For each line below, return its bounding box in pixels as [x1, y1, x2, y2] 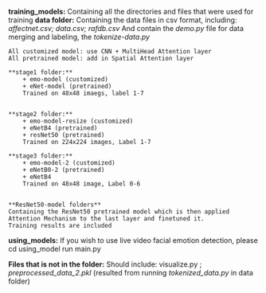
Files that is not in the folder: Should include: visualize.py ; [8, 260, 202, 269]
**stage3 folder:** [8, 152, 73, 160]
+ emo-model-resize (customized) [22, 117, 134, 125]
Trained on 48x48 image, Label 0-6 [22, 180, 141, 188]
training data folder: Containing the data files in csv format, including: [8, 15, 237, 25]
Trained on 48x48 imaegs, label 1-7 [22, 89, 145, 97]
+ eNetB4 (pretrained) [22, 124, 98, 132]
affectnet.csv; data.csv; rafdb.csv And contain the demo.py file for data [8, 24, 244, 33]
